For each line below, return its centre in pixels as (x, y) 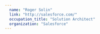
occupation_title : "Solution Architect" (52, 19)
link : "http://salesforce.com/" (43, 14)
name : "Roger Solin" (31, 10)
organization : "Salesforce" (39, 24)
